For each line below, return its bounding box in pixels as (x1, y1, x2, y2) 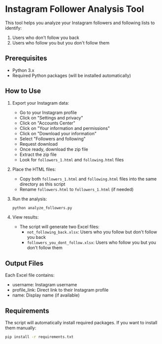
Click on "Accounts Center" (19, 120, 75, 126)
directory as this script (19, 181, 65, 187)
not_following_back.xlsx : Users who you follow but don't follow (27, 229, 158, 235)
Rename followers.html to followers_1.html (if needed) (19, 186, 134, 192)
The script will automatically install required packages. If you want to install (5, 320, 158, 326)
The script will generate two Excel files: (19, 224, 99, 230)
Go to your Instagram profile (19, 110, 77, 115)
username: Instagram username (12, 282, 77, 288)
